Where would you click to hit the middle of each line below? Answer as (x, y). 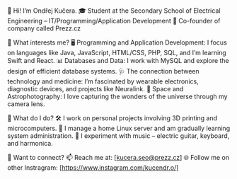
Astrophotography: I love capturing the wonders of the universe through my (117, 96)
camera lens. (26, 104)
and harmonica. (30, 143)
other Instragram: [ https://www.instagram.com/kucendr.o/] (93, 168)
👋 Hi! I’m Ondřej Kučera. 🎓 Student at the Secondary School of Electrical (114, 11)
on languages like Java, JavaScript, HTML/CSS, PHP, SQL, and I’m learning (117, 53)
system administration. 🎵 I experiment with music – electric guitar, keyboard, (118, 136)
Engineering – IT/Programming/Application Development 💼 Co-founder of (114, 21)
